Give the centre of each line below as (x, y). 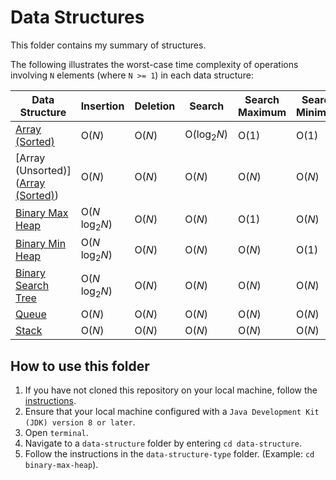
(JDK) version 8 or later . (80, 422)
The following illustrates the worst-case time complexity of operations (154, 64)
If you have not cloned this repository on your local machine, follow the (171, 390)
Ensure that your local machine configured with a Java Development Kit (172, 412)
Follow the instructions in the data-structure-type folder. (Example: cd (169, 454)
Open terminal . (56, 433)
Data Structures (77, 17)
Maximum (262, 112)
